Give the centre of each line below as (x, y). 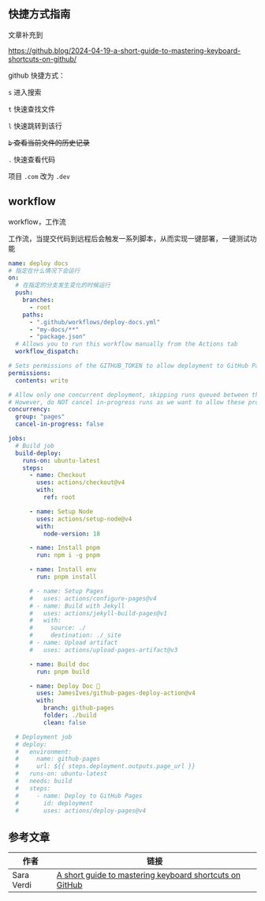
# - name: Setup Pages (66, 591)
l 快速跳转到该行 (35, 126)
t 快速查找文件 (32, 108)
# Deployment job (44, 737)
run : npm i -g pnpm (69, 555)
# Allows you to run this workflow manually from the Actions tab (127, 344)
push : (24, 293)
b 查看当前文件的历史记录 (49, 142)
